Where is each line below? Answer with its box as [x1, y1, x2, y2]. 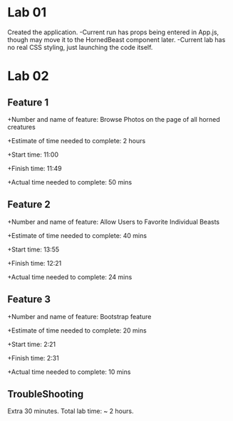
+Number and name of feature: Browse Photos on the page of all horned [7, 115, 221, 123]
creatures [7, 123, 36, 131]
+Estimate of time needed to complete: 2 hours [7, 136, 146, 145]
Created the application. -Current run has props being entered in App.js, [7, 28, 219, 36]
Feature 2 [7, 199, 51, 211]
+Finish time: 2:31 [7, 353, 59, 362]
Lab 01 [7, 4, 47, 21]
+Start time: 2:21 [7, 340, 56, 348]
